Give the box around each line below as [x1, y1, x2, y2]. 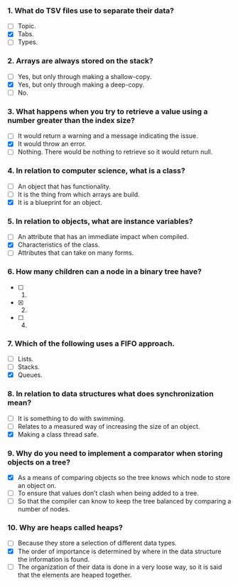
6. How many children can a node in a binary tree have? [7, 267, 202, 277]
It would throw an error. [17, 139, 87, 148]
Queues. [17, 371, 43, 379]
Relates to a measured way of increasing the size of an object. [17, 422, 200, 430]
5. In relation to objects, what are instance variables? [7, 216, 193, 226]
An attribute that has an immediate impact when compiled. [17, 233, 189, 241]
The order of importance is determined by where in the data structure [17, 547, 222, 555]
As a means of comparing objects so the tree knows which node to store [17, 473, 231, 481]
